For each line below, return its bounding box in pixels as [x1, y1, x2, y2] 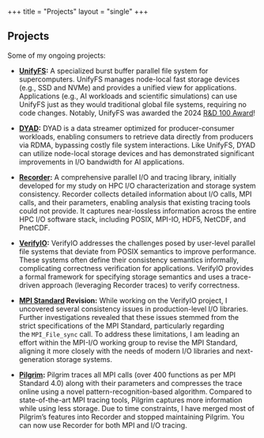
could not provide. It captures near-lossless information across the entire [18, 206, 257, 215]
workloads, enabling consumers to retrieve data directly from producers [18, 131, 254, 141]
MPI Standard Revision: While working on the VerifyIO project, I [18, 295, 228, 305]
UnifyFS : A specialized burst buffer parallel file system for [18, 66, 209, 75]
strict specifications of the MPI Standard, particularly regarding [18, 321, 224, 330]
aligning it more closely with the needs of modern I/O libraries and [18, 346, 235, 356]
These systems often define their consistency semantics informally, [18, 255, 239, 265]
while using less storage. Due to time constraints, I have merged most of [18, 403, 255, 413]
